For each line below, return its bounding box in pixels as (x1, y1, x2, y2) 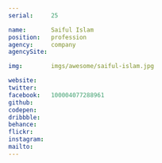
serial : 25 (8, 11, 59, 20)
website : (8, 77, 37, 85)
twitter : (8, 84, 37, 92)
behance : (8, 120, 37, 129)
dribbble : (8, 113, 41, 121)
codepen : (8, 106, 37, 114)
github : (8, 98, 34, 107)
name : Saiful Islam (8, 25, 94, 34)
